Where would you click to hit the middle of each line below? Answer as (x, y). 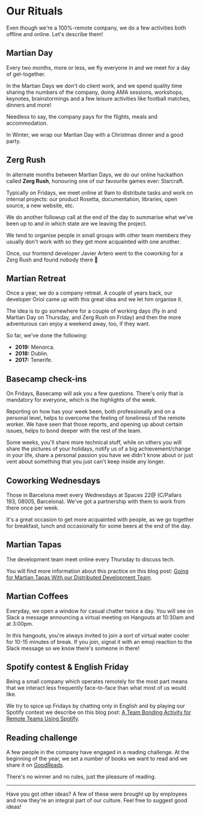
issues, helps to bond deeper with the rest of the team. (74, 431)
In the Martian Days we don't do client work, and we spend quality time (94, 86)
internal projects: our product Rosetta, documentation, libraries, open (92, 199)
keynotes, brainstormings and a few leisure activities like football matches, (98, 98)
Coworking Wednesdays (53, 480)
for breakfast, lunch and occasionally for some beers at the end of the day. (99, 526)
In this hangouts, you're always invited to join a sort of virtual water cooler (98, 635)
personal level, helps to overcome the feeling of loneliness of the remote (96, 418)
